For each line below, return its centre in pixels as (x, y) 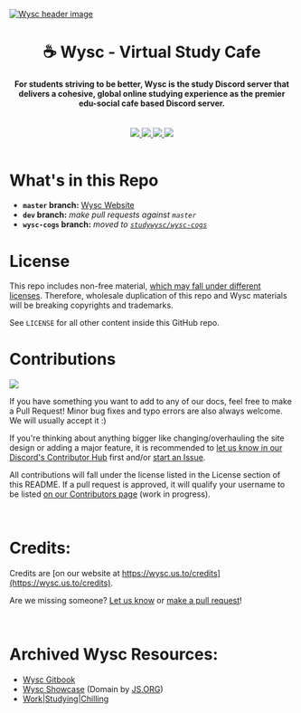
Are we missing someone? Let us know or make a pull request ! (126, 601)
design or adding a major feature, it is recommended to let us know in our (146, 448)
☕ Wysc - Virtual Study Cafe (152, 52)
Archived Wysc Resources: (114, 655)
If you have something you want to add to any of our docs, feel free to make (150, 402)
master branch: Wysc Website (79, 205)
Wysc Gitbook (49, 680)
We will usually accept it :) (58, 421)
